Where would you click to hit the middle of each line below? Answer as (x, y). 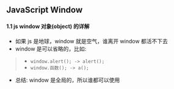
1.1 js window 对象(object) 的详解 (48, 26)
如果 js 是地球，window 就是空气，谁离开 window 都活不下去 (91, 41)
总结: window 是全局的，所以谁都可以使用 (67, 80)
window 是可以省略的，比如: (51, 49)
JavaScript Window (45, 10)
